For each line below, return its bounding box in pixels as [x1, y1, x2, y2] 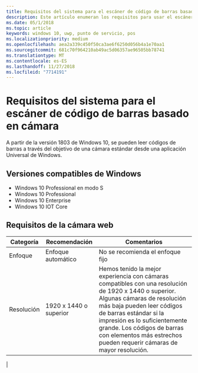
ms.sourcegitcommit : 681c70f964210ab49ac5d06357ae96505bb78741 [6, 47, 165, 53]
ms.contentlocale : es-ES [6, 58, 67, 64]
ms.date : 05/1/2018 [6, 19, 54, 25]
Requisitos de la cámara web [6, 220, 114, 230]
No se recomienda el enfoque [98, 247, 181, 256]
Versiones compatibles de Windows [6, 169, 141, 179]
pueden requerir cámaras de [98, 338, 178, 346]
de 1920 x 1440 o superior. [98, 287, 176, 295]
